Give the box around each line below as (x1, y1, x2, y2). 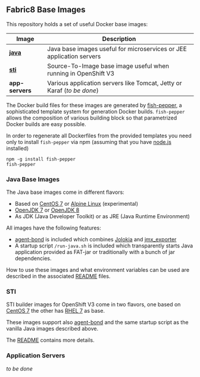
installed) (6, 144, 29, 152)
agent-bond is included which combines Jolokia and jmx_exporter (14, 236, 177, 243)
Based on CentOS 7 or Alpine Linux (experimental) (14, 200, 139, 208)
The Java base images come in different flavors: (6, 188, 125, 196)
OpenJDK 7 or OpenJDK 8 (14, 206, 80, 213)
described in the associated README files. (6, 273, 111, 280)
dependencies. (14, 255, 52, 262)
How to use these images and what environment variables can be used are (6, 266, 189, 274)
